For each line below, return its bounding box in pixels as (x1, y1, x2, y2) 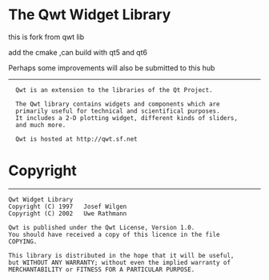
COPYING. (8, 238, 38, 246)
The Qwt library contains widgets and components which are (15, 100, 220, 108)
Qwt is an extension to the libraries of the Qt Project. (15, 86, 214, 94)
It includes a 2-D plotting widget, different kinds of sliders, (15, 114, 239, 122)
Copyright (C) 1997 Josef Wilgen (8, 202, 127, 210)
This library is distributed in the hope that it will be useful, (8, 251, 235, 259)
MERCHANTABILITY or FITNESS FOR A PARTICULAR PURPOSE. (8, 266, 195, 274)
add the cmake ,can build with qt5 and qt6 (8, 47, 148, 57)
